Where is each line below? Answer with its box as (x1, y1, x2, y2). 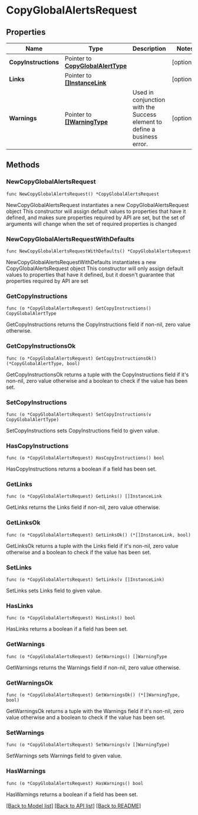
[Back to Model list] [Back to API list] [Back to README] (6, 802, 141, 809)
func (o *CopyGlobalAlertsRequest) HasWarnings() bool (6, 780, 144, 786)
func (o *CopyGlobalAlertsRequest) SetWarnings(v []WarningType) (6, 742, 170, 748)
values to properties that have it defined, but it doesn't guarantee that (6, 271, 175, 278)
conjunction (132, 96, 166, 104)
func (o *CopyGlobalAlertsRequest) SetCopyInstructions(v (6, 411, 151, 418)
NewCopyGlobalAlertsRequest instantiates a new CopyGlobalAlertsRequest (6, 201, 189, 208)
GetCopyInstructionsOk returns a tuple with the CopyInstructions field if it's (6, 371, 189, 378)
